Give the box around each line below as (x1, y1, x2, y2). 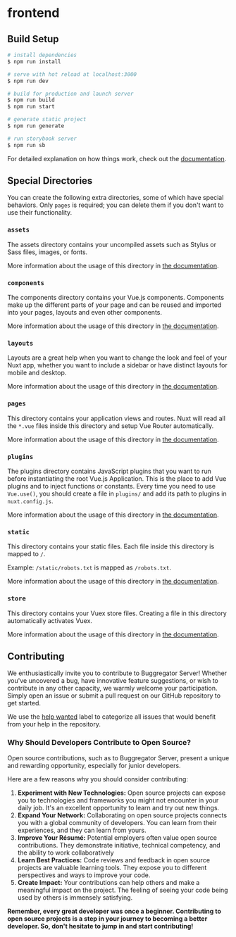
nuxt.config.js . (7, 496, 54, 505)
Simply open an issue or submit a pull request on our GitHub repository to (7, 691, 221, 700)
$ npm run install (7, 58, 61, 65)
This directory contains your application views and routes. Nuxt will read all (7, 414, 225, 422)
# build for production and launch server (7, 90, 134, 97)
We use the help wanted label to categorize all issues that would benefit (7, 712, 216, 721)
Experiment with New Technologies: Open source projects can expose (17, 788, 226, 797)
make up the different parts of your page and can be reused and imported (7, 301, 222, 309)
